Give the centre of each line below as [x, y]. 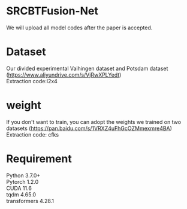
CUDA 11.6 [19, 188]
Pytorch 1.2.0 [22, 181]
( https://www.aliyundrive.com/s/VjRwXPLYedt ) [64, 75]
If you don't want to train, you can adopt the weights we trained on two [94, 122]
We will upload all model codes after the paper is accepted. [79, 28]
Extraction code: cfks [32, 134]
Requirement [39, 159]
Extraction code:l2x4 [32, 81]
